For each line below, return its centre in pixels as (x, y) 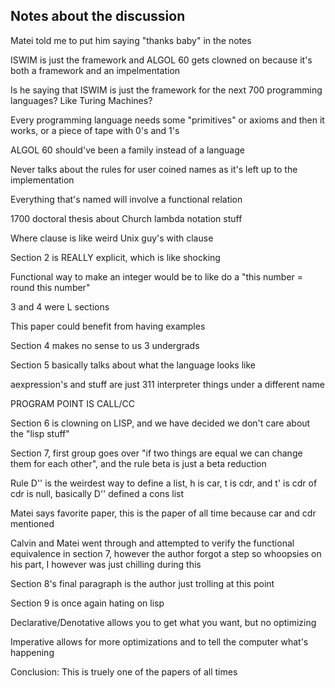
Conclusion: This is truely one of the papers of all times (124, 671)
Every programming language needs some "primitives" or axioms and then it (167, 120)
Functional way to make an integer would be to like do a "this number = (157, 276)
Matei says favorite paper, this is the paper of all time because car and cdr (163, 513)
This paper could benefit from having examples (108, 326)
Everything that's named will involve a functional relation (126, 199)
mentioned (32, 523)
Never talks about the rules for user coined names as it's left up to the (154, 169)
